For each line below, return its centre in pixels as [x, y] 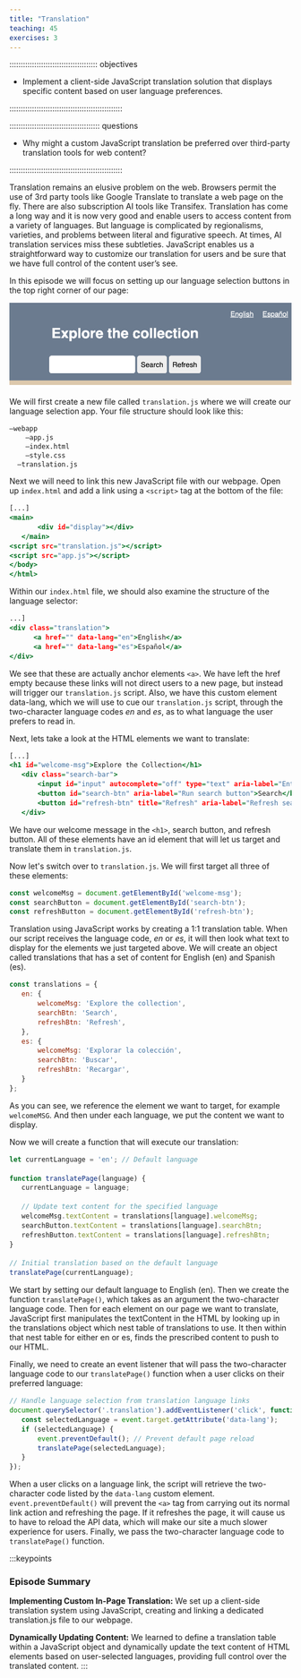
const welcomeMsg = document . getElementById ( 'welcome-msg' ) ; [126, 893]
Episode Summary [50, 1582]
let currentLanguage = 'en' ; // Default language [104, 1160]
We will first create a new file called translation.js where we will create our [150, 402]
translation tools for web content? [84, 153]
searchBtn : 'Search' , [77, 1013]
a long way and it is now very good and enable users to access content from [150, 216]
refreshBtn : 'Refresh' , [82, 1022]
